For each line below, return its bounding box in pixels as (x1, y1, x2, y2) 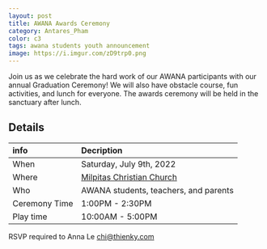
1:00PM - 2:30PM (80, 197, 152, 209)
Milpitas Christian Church (80, 171, 178, 183)
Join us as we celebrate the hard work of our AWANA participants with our (8, 72, 257, 81)
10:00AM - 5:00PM (80, 211, 158, 222)
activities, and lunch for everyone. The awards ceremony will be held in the (8, 89, 259, 98)
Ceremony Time (12, 197, 74, 209)
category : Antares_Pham (8, 27, 89, 35)
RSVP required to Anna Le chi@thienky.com (8, 231, 155, 241)
